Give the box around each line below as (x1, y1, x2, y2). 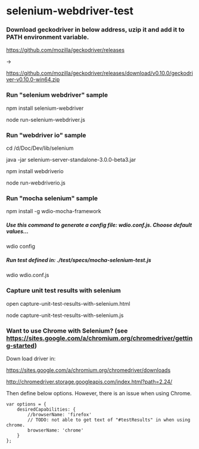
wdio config (6, 243, 36, 250)
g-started (6, 342, 35, 350)
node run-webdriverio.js (6, 179, 66, 186)
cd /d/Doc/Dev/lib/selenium (6, 144, 74, 152)
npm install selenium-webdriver (6, 104, 84, 112)
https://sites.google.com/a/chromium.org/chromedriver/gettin (6, 334, 193, 342)
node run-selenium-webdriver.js (6, 116, 85, 123)
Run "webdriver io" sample (6, 131, 86, 139)
